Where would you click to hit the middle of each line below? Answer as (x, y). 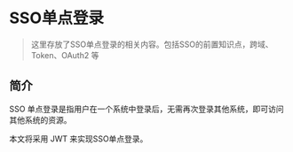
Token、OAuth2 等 (65, 55)
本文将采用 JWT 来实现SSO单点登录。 (79, 139)
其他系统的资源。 (40, 119)
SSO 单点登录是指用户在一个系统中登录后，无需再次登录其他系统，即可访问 (146, 109)
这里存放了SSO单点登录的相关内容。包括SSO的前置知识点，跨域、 (152, 44)
